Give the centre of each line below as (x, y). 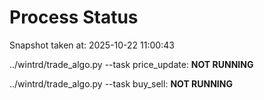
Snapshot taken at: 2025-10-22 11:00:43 (92, 45)
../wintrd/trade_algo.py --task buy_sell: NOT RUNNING (121, 83)
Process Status (74, 17)
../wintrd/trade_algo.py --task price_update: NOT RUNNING (131, 64)
